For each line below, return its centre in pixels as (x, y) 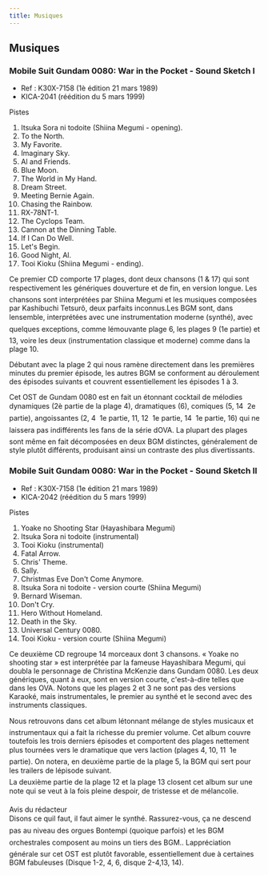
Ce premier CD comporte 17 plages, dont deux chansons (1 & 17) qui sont (129, 279)
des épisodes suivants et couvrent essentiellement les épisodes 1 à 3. (124, 382)
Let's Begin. (40, 247)
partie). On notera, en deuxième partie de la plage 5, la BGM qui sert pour (130, 761)
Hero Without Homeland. (62, 613)
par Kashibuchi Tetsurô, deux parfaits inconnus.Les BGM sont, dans (121, 308)
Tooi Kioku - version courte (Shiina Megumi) (94, 638)
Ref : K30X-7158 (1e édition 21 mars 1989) (89, 488)
